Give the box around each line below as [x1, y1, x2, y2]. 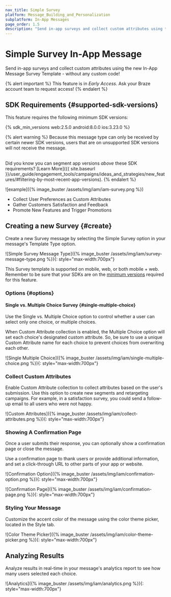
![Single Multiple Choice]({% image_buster [5, 355, 95, 361]
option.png [5, 476, 28, 482]
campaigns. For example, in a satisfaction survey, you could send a [5, 396, 146, 402]
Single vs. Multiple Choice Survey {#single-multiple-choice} [5, 302, 136, 308]
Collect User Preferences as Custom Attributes [12, 196, 111, 202]
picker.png [5, 536, 28, 543]
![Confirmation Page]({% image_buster [5, 486, 87, 492]
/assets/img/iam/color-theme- [90, 531, 154, 537]
